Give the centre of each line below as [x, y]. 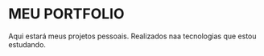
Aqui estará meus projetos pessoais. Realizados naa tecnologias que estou [132, 36]
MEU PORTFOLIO [66, 14]
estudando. [27, 44]
